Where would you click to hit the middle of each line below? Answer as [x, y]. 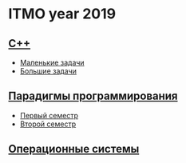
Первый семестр [49, 115]
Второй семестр [48, 124]
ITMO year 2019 [62, 14]
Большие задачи [48, 71]
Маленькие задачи [52, 62]
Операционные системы [74, 149]
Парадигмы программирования [93, 96]
